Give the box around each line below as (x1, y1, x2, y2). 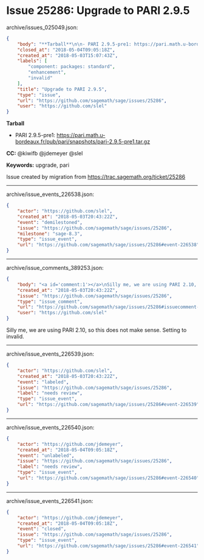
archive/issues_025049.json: (6, 24, 78, 31)
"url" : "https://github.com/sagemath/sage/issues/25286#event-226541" (17, 543, 200, 549)
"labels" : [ (17, 58, 47, 64)
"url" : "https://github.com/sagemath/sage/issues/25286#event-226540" (17, 475, 200, 481)
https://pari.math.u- (56, 132, 106, 139)
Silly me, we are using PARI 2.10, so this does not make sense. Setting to (6, 326, 187, 334)
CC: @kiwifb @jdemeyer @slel (6, 150, 83, 157)
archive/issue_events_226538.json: (6, 191, 95, 198)
